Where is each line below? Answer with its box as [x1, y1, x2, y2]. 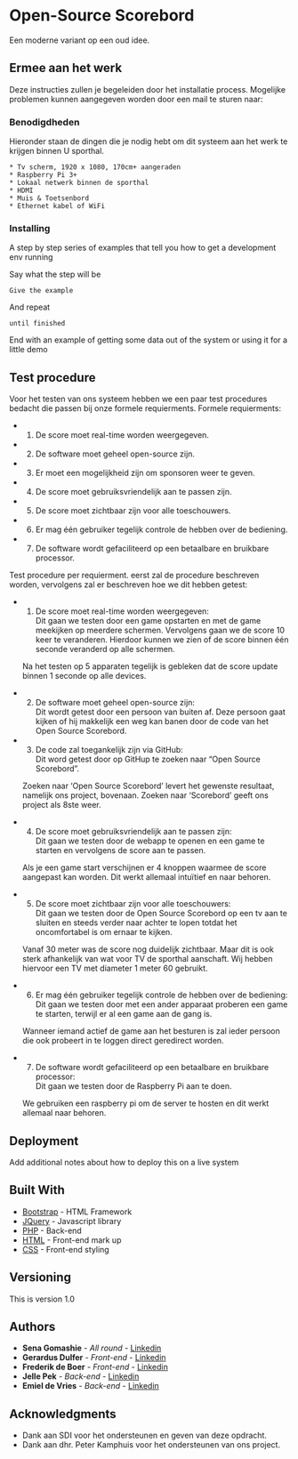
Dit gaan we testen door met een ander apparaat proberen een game [35, 999, 288, 1010]
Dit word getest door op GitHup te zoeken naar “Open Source [35, 754, 261, 765]
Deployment [9, 1133, 79, 1149]
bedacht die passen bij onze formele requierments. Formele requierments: [9, 403, 282, 414]
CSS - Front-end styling [21, 1244, 109, 1254]
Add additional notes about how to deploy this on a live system [9, 1157, 239, 1167]
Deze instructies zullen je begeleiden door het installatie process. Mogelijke [9, 84, 286, 94]
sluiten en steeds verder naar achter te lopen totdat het [35, 917, 238, 928]
